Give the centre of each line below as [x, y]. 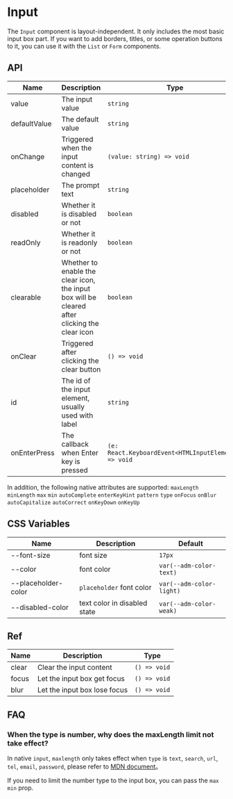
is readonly [79, 242]
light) [170, 591]
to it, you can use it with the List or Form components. [84, 46]
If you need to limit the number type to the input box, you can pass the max [113, 781]
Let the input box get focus [81, 679]
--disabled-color [40, 607]
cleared [74, 306]
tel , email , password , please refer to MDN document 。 [84, 767]
